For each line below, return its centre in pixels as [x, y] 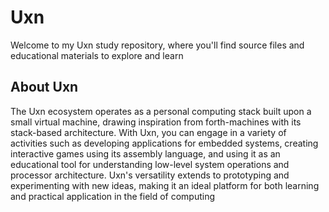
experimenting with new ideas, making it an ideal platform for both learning [165, 185]
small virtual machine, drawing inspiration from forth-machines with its [156, 122]
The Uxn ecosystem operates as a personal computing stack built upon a [161, 111]
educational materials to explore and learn [97, 55]
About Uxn [44, 87]
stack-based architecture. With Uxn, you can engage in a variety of [148, 132]
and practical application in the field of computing [113, 196]
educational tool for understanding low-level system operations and [150, 164]
